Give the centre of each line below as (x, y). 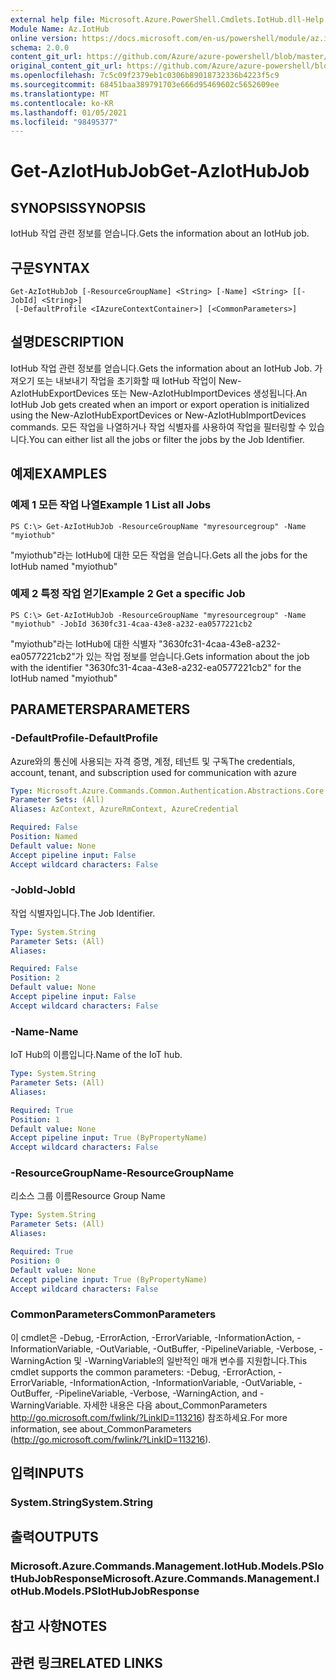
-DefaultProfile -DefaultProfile (84, 738)
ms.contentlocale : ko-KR (62, 103)
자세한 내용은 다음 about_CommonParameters (175, 1405)
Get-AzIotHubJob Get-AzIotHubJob (160, 171)
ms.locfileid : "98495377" (64, 122)
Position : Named (44, 837)
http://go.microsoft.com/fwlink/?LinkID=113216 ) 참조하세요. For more (149, 1417)
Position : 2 (35, 978)
